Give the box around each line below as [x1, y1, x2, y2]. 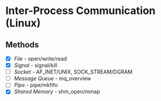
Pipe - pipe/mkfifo [13, 82, 58, 89]
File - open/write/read [13, 55, 67, 62]
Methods [5, 40, 39, 50]
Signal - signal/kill [13, 62, 58, 69]
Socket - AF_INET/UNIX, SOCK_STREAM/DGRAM [13, 68, 133, 75]
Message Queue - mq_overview [13, 75, 91, 82]
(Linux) [5, 16, 41, 30]
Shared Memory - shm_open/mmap [13, 88, 101, 95]
